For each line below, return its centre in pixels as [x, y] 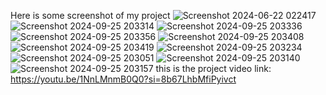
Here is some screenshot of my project [90, 15]
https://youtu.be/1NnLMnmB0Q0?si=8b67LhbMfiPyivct [123, 79]
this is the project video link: [213, 68]
